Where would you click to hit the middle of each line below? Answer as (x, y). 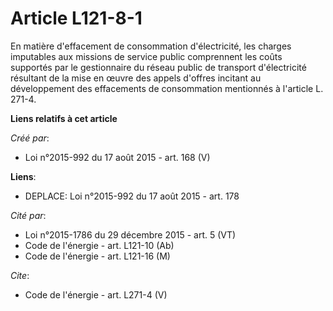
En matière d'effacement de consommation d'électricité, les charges (151, 46)
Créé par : (30, 138)
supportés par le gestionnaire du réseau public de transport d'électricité (158, 67)
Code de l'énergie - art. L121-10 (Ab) (99, 245)
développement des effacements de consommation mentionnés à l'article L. (167, 88)
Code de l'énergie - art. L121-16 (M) (97, 256)
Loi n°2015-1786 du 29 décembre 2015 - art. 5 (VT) (130, 234)
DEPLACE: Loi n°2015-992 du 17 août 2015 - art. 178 (132, 196)
